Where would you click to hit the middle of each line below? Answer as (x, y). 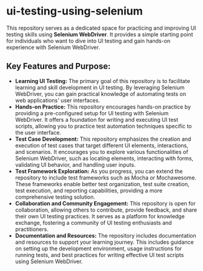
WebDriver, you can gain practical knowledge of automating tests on (101, 94)
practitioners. (32, 229)
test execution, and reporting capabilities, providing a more (88, 190)
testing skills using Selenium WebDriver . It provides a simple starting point (100, 34)
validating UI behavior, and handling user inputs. (75, 164)
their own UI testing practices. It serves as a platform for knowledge (100, 216)
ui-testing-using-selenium (75, 11)
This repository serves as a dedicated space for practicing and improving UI (101, 28)
